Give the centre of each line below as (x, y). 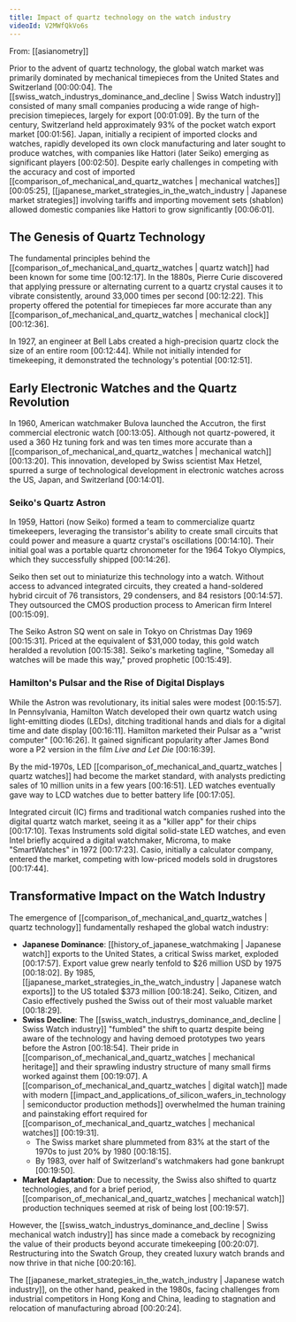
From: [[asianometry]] (49, 51)
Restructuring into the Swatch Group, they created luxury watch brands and (147, 1253)
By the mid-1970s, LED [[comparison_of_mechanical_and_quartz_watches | (146, 766)
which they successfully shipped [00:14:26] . (90, 560)
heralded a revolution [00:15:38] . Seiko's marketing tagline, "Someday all (142, 650)
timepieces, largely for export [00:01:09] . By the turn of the (152, 115)
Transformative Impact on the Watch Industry (137, 896)
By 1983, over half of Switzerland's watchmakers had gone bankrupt (159, 1161)
